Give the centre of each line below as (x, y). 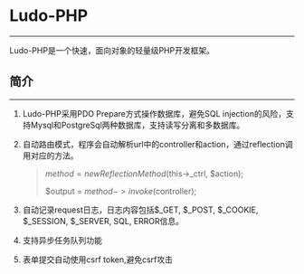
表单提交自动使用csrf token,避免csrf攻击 (98, 260)
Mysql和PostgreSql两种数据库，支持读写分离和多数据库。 (138, 125)
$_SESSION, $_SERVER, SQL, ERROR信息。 (103, 221)
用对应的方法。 (50, 156)
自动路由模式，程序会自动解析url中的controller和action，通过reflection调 (157, 144)
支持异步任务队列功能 (62, 240)
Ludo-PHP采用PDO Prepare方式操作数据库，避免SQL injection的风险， (154, 113)
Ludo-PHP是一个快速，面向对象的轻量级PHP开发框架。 (112, 50)
